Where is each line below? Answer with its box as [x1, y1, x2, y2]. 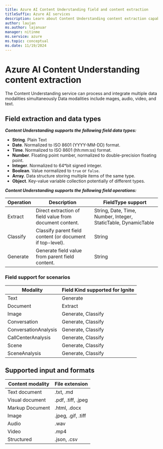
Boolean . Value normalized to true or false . [12, 168, 100, 174]
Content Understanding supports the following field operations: [5, 188, 137, 193]
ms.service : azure [5, 34, 42, 39]
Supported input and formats [5, 367, 95, 375]
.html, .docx [54, 404, 81, 411]
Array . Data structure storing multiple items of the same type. [12, 173, 135, 179]
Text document [7, 389, 42, 396]
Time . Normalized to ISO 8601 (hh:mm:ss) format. [12, 147, 112, 153]
